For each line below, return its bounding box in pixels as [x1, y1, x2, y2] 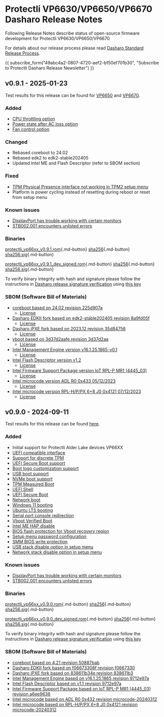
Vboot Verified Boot [12, 518, 53, 523]
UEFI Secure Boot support [12, 460, 66, 466]
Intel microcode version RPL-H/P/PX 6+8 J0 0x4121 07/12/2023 [12, 388, 141, 394]
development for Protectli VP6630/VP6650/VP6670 [5, 35, 110, 41]
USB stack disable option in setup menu [12, 544, 94, 550]
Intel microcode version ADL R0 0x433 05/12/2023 [12, 378, 116, 384]
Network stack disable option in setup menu [12, 549, 102, 555]
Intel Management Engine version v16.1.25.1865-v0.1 [12, 346, 118, 353]
